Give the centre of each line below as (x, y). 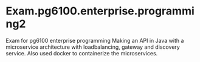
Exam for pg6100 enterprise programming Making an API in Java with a (95, 40)
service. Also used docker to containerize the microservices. (82, 53)
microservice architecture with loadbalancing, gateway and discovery (93, 47)
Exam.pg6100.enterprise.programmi (100, 11)
